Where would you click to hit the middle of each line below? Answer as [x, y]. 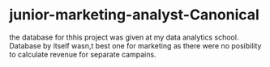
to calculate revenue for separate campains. [83, 54]
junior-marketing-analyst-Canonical [135, 15]
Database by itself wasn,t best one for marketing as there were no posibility [135, 45]
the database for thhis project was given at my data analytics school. [124, 37]
